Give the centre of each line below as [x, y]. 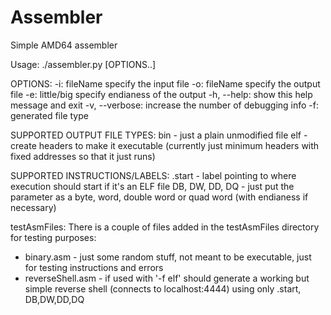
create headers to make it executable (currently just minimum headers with [165, 145]
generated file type [49, 115]
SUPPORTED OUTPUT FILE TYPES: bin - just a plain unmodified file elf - [159, 135]
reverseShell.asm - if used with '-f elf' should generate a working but [167, 278]
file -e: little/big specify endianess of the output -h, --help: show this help [161, 94]
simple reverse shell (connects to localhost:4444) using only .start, [163, 288]
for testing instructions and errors [94, 267]
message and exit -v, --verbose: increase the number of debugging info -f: [165, 105]
